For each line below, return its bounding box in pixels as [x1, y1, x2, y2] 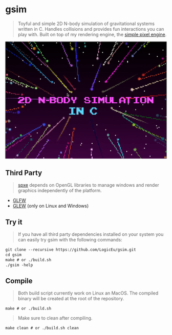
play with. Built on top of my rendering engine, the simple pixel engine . [17, 31, 167, 37]
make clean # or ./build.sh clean [5, 326, 79, 331]
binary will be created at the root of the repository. [17, 296, 124, 302]
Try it [5, 217, 23, 226]
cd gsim [5, 252, 22, 258]
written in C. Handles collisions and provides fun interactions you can [17, 26, 164, 32]
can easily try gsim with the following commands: [17, 237, 123, 243]
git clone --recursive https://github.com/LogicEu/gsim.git [5, 247, 137, 253]
